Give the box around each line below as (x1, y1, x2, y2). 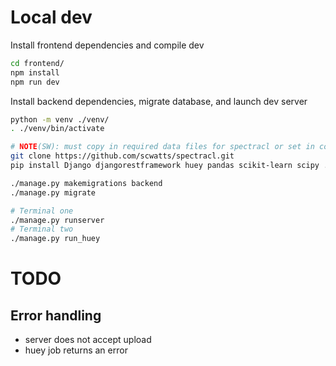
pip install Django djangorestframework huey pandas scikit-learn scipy (10, 161, 320, 171)
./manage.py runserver (10, 215, 105, 225)
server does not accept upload (24, 334, 152, 346)
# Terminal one (10, 206, 74, 216)
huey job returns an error (24, 344, 128, 356)
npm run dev (10, 77, 60, 87)
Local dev (10, 6, 93, 29)
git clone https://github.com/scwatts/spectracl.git (10, 151, 235, 161)
